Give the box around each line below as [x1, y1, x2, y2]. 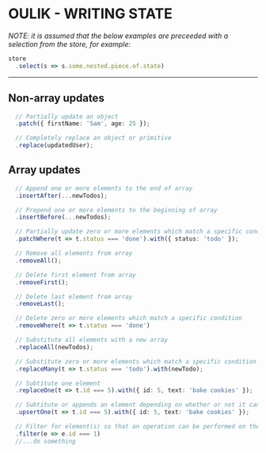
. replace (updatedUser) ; [15, 142, 93, 150]
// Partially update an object [15, 112, 119, 120]
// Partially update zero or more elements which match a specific [15, 227, 243, 236]
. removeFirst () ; [15, 278, 69, 286]
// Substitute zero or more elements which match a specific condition [15, 357, 257, 365]
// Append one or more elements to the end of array [15, 184, 193, 192]
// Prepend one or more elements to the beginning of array [15, 206, 218, 214]
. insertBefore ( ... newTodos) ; [15, 213, 112, 222]
